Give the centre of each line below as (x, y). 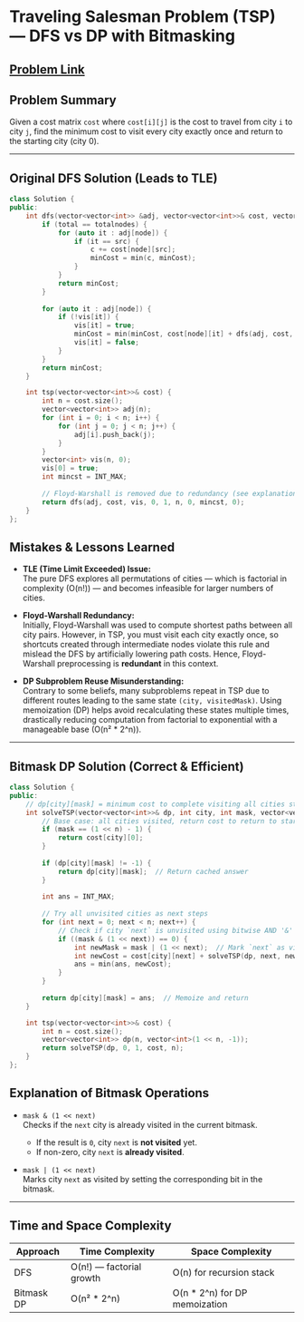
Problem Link (47, 69)
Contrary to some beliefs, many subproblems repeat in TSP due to (146, 691)
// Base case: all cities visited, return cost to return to (160, 821)
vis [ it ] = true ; (104, 326)
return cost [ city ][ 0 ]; (100, 838)
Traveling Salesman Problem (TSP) (142, 17)
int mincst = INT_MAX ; (85, 477)
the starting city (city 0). (54, 141)
